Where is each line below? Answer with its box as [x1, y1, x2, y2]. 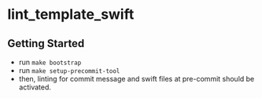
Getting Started [7, 37, 85, 50]
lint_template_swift [7, 5, 135, 24]
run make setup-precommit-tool [18, 66, 120, 75]
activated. [18, 82, 52, 92]
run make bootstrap [18, 57, 82, 67]
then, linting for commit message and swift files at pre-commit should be [18, 74, 255, 83]
